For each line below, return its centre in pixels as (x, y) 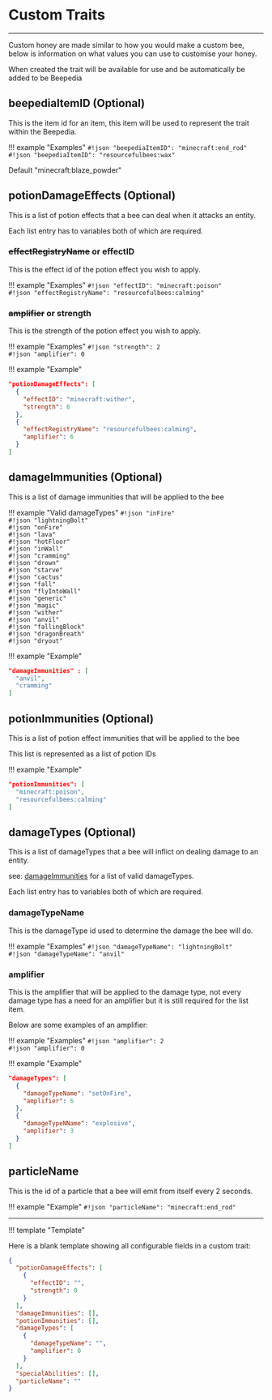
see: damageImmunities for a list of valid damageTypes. (101, 876)
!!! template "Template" (47, 1230)
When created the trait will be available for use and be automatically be (127, 69)
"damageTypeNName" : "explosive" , (79, 1124)
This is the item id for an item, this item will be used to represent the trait (129, 122)
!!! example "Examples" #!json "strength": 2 (84, 347)
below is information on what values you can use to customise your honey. (133, 54)
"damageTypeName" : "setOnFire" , (77, 1093)
